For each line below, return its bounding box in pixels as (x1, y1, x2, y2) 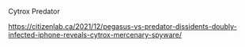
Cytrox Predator (8, 7, 61, 16)
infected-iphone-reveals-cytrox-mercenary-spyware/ (8, 31, 183, 39)
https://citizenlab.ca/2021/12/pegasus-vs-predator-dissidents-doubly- (8, 22, 237, 31)
